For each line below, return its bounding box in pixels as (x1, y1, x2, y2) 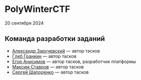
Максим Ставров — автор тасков (12, 63, 84, 69)
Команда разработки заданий (5, 34, 105, 43)
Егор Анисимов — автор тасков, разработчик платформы (12, 58, 136, 64)
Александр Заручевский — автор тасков (12, 47, 100, 53)
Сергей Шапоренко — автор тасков (12, 69, 89, 75)
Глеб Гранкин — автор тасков (12, 53, 77, 59)
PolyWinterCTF (5, 3, 70, 15)
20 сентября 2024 (5, 20, 44, 26)
